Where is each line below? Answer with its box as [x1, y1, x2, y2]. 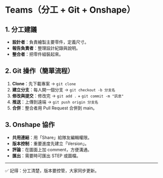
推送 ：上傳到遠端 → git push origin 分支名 [12, 99, 98, 105]
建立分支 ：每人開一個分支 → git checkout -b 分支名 [12, 87, 115, 92]
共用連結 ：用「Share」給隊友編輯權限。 [12, 134, 92, 140]
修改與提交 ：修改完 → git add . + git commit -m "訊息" [12, 93, 124, 99]
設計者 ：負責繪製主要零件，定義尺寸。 [12, 39, 89, 45]
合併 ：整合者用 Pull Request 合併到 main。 [12, 105, 98, 111]
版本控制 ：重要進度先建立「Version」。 [12, 141, 89, 146]
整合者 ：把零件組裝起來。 [12, 52, 64, 57]
